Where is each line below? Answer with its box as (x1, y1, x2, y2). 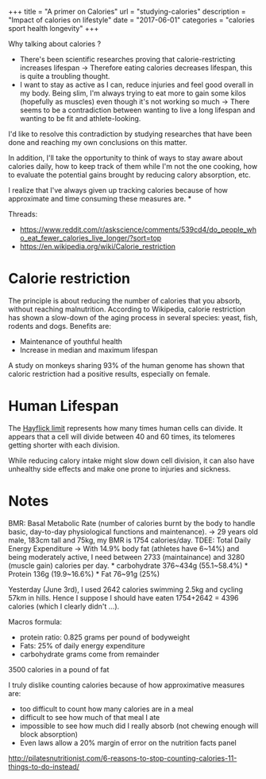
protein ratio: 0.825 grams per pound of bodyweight (19, 632, 191, 642)
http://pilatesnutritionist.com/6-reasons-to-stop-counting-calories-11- (8, 753, 237, 763)
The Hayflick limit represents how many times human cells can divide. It (8, 423, 244, 433)
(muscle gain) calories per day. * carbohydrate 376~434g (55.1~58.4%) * (8, 561, 249, 570)
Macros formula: (8, 617, 62, 626)
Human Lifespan (8, 397, 119, 415)
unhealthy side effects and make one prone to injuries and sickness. (8, 464, 232, 473)
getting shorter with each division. (8, 440, 121, 449)
